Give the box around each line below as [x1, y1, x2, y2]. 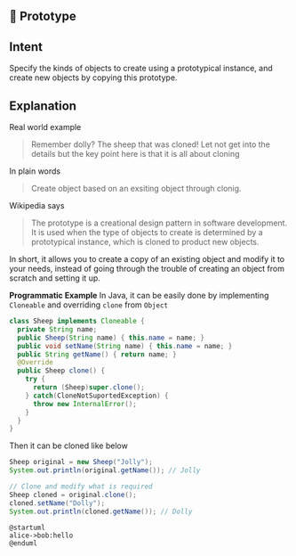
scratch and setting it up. [9, 273, 100, 283]
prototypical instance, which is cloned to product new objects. [30, 237, 260, 248]
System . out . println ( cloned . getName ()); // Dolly [9, 507, 193, 516]
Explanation [9, 98, 77, 113]
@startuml [9, 523, 46, 532]
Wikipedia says [9, 200, 65, 211]
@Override [17, 358, 53, 367]
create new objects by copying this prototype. [9, 72, 178, 83]
